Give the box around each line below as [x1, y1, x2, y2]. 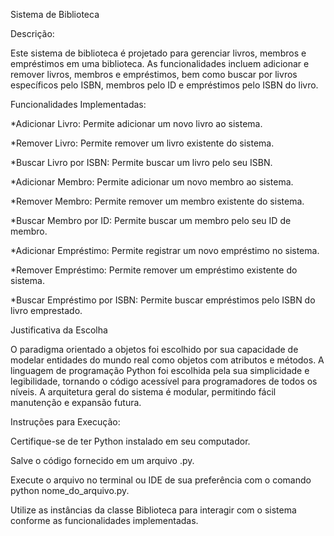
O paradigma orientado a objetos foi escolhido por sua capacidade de [10, 344, 299, 355]
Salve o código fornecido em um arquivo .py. [10, 455, 195, 466]
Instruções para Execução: [10, 416, 121, 428]
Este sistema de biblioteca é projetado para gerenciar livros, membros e [10, 47, 307, 59]
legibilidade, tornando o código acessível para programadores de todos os [10, 375, 318, 387]
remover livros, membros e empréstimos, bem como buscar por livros [10, 69, 298, 80]
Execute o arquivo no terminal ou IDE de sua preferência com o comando [10, 474, 312, 486]
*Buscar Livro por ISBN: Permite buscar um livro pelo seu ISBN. [10, 157, 273, 168]
